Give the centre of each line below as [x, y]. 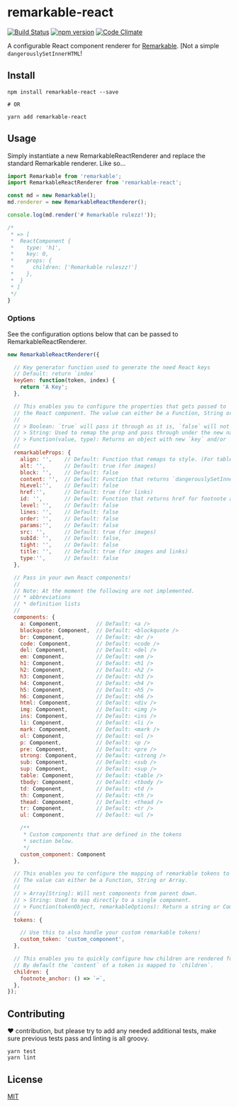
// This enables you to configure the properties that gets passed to [120, 406]
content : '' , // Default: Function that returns [95, 479]
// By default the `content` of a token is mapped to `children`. [114, 965]
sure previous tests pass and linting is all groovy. [78, 1039]
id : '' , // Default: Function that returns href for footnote [123, 499]
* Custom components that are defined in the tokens [102, 835]
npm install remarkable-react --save [63, 92]
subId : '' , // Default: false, [71, 539]
